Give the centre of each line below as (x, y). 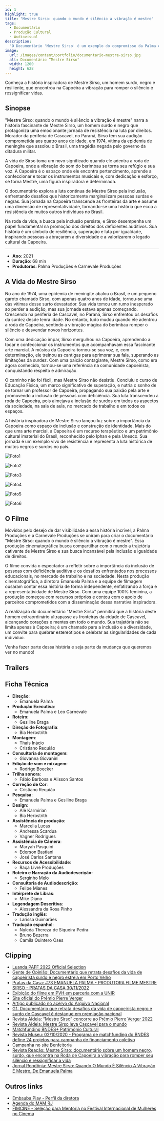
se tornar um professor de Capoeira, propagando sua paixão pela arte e (77, 390)
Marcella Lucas (35, 826)
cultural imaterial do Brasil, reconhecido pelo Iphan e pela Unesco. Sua (76, 436)
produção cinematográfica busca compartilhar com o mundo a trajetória (78, 546)
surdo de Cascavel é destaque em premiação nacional (67, 1014)
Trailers (17, 668)
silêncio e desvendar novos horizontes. (44, 330)
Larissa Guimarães (38, 919)
